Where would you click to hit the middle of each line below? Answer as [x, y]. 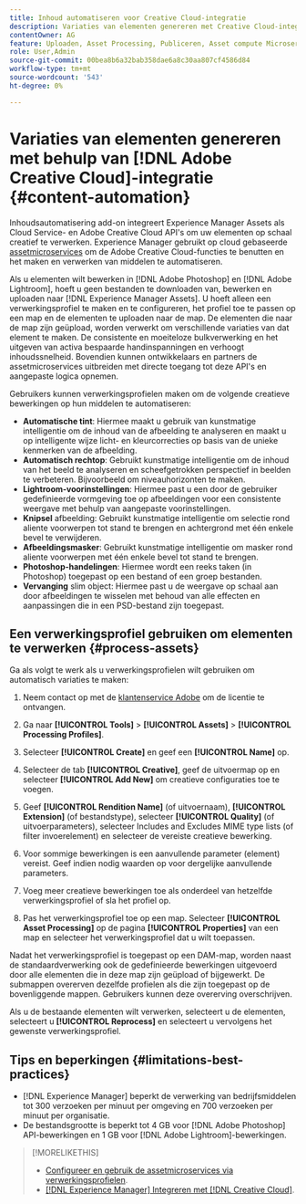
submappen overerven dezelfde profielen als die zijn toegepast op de [140, 984]
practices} [40, 1074]
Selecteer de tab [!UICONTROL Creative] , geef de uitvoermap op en [151, 770]
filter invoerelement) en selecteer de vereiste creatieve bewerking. [147, 836]
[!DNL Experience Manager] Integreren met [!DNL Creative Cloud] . [170, 1190]
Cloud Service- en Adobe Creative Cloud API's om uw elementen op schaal [151, 232]
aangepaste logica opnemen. [64, 376]
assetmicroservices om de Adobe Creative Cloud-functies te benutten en [147, 251]
